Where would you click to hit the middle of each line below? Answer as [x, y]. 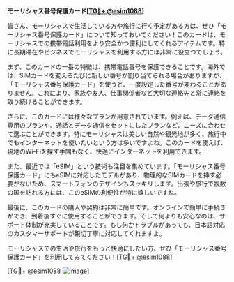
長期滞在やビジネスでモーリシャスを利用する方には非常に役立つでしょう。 [120, 52]
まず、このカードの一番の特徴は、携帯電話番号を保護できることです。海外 [113, 67]
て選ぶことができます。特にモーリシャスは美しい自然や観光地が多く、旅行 [114, 134]
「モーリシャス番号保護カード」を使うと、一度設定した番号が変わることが [114, 84]
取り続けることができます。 [47, 102]
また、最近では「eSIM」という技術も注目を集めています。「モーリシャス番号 [117, 166]
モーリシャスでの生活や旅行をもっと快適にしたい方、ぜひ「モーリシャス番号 [117, 248]
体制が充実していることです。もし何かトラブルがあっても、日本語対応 [125, 225]
